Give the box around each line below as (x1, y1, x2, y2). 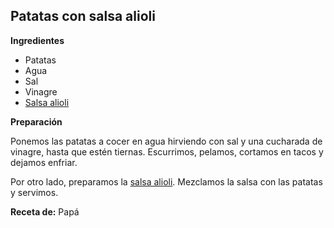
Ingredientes (10, 34, 65, 46)
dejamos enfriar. (10, 156, 78, 168)
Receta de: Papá (10, 205, 80, 218)
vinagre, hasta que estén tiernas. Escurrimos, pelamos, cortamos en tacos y (10, 145, 324, 158)
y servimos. (10, 186, 59, 198)
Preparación (10, 115, 63, 128)
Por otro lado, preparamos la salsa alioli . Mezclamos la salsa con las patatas (10, 175, 323, 188)
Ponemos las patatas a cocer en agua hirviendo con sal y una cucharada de (10, 135, 323, 147)
